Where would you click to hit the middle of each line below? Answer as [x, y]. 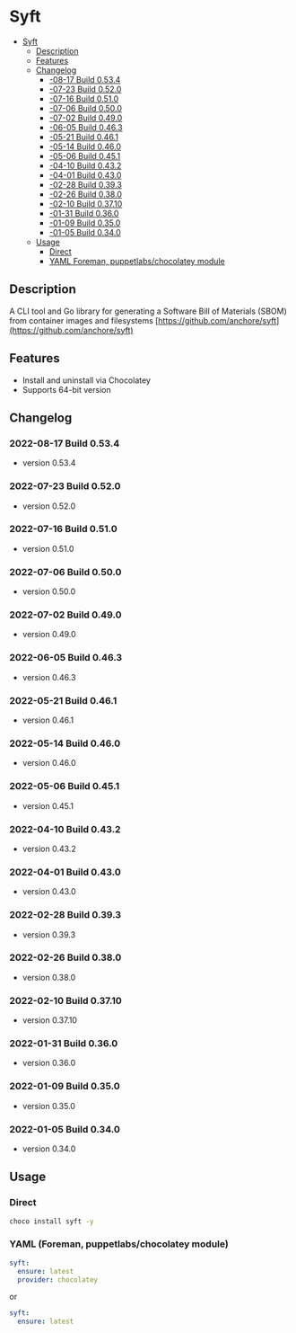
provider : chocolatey [58, 1280]
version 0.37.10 [50, 1020]
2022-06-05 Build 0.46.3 [66, 658]
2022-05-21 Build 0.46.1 [63, 700]
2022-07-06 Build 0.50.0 [65, 572]
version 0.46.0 [49, 763]
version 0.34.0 [49, 1149]
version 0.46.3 [49, 677]
